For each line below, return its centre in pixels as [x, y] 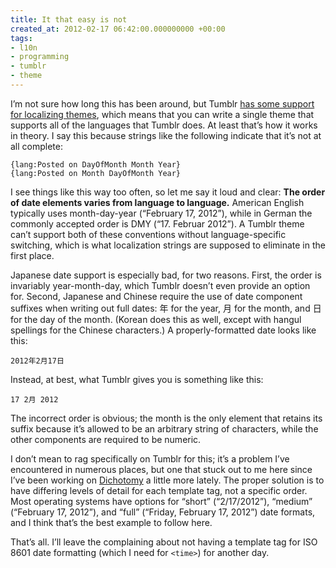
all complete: [36, 146]
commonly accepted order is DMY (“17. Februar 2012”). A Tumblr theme [157, 223]
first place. [32, 255]
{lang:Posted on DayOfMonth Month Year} [96, 164]
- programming [40, 57]
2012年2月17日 [37, 361]
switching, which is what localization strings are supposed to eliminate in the [168, 245]
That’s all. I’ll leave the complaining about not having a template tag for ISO [164, 542]
